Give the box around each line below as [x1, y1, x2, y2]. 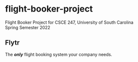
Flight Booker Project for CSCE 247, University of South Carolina [5, 19, 134, 25]
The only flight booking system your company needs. [5, 51, 113, 57]
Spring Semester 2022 [5, 24, 51, 30]
